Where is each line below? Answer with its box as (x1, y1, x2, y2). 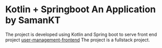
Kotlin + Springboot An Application (5, 4, 156, 15)
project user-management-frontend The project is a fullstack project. (5, 37, 150, 43)
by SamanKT (5, 14, 61, 26)
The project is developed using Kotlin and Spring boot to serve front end (5, 31, 157, 37)
